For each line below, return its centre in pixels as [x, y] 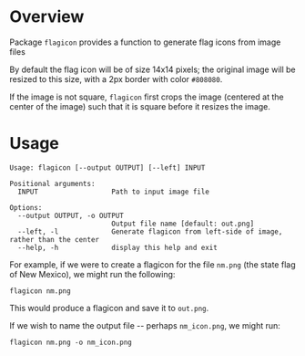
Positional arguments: [52, 183]
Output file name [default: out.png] [183, 224]
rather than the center [55, 239]
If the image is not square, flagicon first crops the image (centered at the [147, 97]
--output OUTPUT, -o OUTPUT [71, 215]
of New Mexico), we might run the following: [92, 274]
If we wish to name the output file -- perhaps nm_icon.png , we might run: [145, 325]
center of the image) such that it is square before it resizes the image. [140, 106]
